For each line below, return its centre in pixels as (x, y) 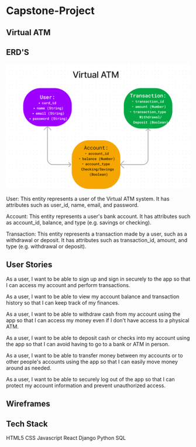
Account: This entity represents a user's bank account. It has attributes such (98, 216)
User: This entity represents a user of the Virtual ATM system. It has (88, 199)
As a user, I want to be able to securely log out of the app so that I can (91, 379)
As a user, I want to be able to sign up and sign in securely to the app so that (98, 279)
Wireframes (28, 404)
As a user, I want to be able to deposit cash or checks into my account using (98, 337)
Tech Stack (27, 424)
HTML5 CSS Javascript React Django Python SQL (66, 438)
